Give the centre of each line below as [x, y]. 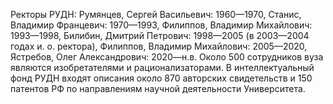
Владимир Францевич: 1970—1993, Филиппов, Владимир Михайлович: [161, 25]
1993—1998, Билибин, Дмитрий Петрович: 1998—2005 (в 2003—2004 [160, 35]
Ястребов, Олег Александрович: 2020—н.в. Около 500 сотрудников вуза [167, 57]
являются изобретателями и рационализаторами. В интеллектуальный [162, 67]
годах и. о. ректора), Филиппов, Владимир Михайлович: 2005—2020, [159, 46]
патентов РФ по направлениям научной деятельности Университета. [158, 88]
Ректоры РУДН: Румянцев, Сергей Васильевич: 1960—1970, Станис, [156, 14]
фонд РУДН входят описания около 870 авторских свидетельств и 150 [161, 78]
